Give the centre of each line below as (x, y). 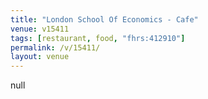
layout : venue (40, 57)
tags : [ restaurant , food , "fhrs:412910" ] (98, 38)
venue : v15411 (40, 29)
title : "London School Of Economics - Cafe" (104, 19)
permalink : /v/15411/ (55, 47)
